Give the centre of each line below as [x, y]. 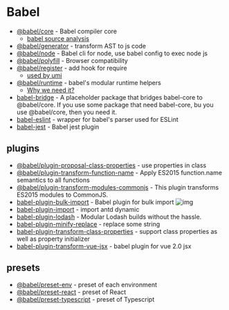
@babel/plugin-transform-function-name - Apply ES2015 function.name [119, 172]
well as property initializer [53, 239]
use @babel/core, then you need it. [66, 112]
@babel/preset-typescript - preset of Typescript [85, 299]
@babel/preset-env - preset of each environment [86, 284]
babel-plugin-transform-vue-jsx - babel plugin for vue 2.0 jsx [104, 246]
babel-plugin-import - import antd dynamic [78, 209]
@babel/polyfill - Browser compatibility [72, 60]
